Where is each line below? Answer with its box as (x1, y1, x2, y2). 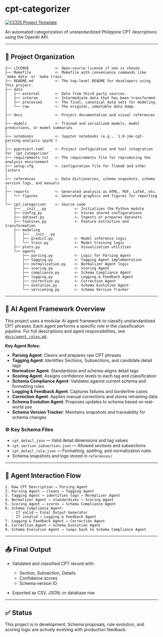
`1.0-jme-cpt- (115, 134, 145, 139)
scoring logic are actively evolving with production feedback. (5, 627, 127, 633)
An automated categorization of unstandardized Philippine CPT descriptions (5, 29, 157, 35)
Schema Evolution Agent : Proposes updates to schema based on (12, 399, 144, 404)
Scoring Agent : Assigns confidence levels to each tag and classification (12, 373, 157, 379)
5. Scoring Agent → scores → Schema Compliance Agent (5, 501, 116, 507)
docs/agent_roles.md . (5, 333, 48, 339)
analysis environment (5, 159, 49, 164)
